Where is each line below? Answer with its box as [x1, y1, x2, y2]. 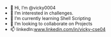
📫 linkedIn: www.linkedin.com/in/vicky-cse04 [10, 26, 106, 32]
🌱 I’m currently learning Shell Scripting [10, 15, 91, 21]
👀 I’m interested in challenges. [10, 10, 74, 16]
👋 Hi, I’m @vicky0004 [10, 5, 56, 10]
